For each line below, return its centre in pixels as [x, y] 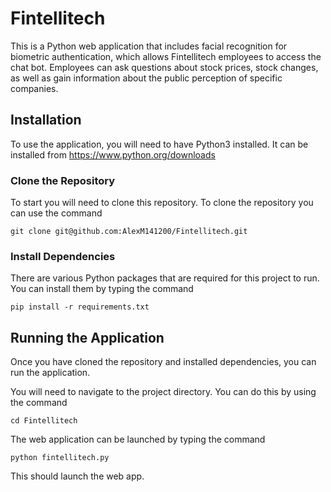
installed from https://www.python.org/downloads [113, 154]
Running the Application [87, 337]
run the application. [50, 373]
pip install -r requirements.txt [80, 307]
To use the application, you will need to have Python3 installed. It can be [159, 144]
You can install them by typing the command [102, 289]
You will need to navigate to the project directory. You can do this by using [163, 392]
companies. [34, 88]
